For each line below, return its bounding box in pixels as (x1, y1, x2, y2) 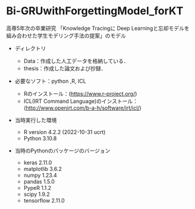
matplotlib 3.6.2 (23, 165, 62, 172)
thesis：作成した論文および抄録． (23, 64, 106, 72)
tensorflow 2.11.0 (23, 196, 65, 204)
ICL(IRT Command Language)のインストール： (23, 97, 139, 105)
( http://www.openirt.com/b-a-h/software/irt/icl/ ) (23, 104, 141, 111)
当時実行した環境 (14, 116, 57, 123)
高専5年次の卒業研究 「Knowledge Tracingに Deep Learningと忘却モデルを (6, 24, 190, 32)
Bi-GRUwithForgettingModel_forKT (6, 4, 184, 18)
